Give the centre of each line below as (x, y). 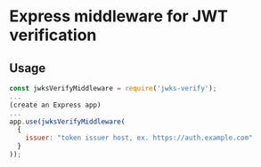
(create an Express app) (55, 105)
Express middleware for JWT (119, 16)
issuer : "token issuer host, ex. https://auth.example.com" (139, 138)
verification (53, 35)
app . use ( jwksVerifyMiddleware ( (67, 122)
